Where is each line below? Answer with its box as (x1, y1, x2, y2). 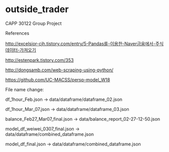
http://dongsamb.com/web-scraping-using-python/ (5, 67, 114, 73)
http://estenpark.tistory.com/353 (5, 57, 74, 63)
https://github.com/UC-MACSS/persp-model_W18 (5, 77, 110, 83)
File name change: (5, 86, 44, 92)
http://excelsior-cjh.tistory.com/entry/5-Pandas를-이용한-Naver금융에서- (5, 41, 156, 47)
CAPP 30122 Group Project (5, 20, 62, 26)
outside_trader (5, 4, 69, 15)
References (5, 30, 30, 36)
